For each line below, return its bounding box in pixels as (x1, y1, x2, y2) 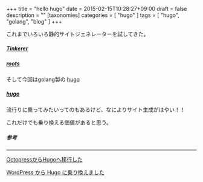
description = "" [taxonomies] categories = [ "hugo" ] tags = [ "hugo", (6, 11, 179, 19)
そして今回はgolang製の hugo (6, 76, 80, 83)
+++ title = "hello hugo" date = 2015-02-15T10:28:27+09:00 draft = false (6, 5, 187, 12)
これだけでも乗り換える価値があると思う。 (6, 119, 112, 126)
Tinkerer (6, 45, 28, 52)
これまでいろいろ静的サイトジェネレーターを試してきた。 (6, 30, 149, 37)
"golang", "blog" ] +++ (6, 18, 62, 25)
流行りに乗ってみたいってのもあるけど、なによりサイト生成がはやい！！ (6, 106, 185, 114)
